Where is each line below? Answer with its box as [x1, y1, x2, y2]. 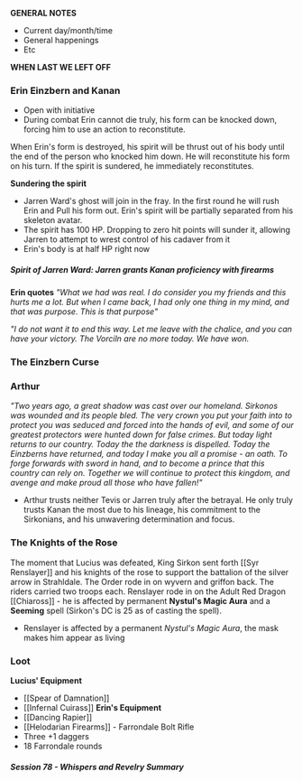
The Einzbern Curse [10, 356, 100, 368]
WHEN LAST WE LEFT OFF [10, 62, 112, 72]
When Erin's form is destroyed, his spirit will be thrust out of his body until [10, 142, 285, 153]
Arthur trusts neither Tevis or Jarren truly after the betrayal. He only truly [23, 495, 294, 506]
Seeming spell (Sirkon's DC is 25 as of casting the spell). [10, 605, 222, 616]
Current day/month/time [23, 25, 114, 35]
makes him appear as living [23, 632, 125, 643]
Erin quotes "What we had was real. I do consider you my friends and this [10, 287, 287, 298]
